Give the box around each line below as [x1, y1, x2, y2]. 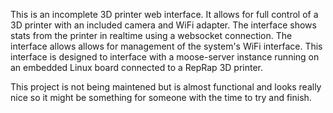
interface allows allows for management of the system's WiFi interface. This [10, 40, 323, 52]
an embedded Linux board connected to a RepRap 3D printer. [10, 62, 263, 73]
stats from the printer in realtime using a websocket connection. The [10, 30, 293, 41]
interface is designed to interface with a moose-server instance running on [10, 51, 320, 63]
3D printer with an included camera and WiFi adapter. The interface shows [10, 19, 317, 31]
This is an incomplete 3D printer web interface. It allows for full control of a [10, 9, 319, 20]
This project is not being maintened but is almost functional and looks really [10, 81, 322, 93]
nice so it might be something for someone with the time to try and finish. [10, 92, 312, 103]
